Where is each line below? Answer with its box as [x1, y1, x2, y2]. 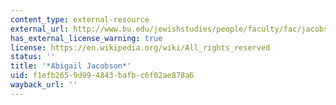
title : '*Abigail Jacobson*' [10, 61, 132, 71]
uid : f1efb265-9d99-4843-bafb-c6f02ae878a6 [10, 71, 195, 81]
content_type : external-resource [10, 14, 150, 25]
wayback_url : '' [10, 80, 78, 90]
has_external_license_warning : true [10, 33, 163, 43]
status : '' [10, 52, 56, 62]
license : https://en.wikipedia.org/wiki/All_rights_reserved [10, 42, 271, 53]
